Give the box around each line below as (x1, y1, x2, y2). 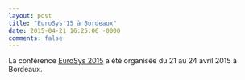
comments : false (8, 34, 63, 42)
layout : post (8, 11, 52, 20)
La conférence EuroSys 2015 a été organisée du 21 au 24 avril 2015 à (8, 56, 238, 66)
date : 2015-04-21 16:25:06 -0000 (8, 26, 121, 34)
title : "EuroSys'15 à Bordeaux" (8, 19, 117, 27)
